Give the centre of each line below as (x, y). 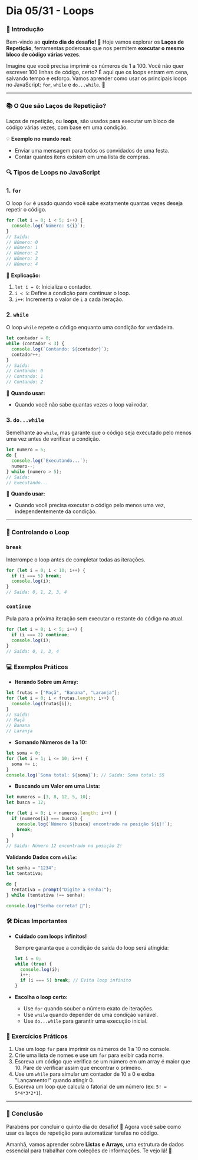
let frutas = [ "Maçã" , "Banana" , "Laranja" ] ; (63, 693)
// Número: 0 (22, 242)
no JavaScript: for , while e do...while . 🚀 (56, 85)
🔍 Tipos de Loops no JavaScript (53, 172)
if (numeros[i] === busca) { (47, 819)
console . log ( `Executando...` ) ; (50, 461)
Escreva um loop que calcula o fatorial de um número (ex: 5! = (90, 1087)
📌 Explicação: (23, 275)
